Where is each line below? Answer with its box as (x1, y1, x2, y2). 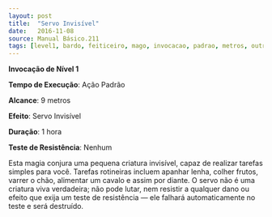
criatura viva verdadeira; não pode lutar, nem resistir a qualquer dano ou (8, 184, 249, 194)
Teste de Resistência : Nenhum (8, 143, 113, 152)
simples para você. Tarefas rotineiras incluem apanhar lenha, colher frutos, (8, 167, 259, 177)
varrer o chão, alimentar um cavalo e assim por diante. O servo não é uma (8, 176, 255, 185)
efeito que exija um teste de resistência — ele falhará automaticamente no (8, 193, 256, 202)
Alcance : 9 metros (8, 96, 71, 105)
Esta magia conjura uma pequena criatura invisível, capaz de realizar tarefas (8, 159, 263, 168)
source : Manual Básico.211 (8, 34, 100, 43)
